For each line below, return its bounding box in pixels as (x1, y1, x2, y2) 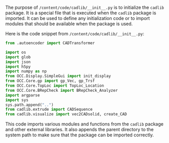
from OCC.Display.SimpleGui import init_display (5, 74, 111, 79)
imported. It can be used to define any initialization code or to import (5, 15, 150, 21)
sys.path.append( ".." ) (5, 102, 54, 107)
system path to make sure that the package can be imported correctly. (5, 132, 154, 138)
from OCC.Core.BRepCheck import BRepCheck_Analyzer (5, 88, 118, 93)
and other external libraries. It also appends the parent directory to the (5, 127, 154, 133)
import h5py (5, 64, 31, 69)
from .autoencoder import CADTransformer (5, 40, 95, 46)
